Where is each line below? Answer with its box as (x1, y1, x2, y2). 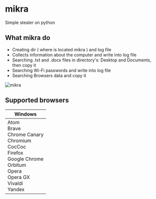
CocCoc (7, 143, 26, 150)
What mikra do (5, 34, 51, 42)
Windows (14, 111, 37, 118)
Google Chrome (7, 155, 44, 162)
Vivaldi (7, 179, 23, 186)
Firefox (7, 149, 23, 156)
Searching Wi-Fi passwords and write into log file (12, 67, 111, 73)
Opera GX (7, 174, 30, 180)
